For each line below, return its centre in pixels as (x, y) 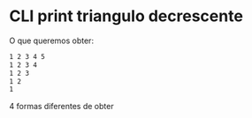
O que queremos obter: (52, 41)
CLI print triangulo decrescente (126, 16)
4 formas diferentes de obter (61, 107)
